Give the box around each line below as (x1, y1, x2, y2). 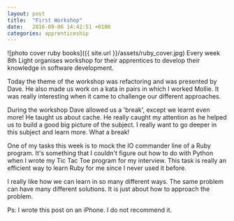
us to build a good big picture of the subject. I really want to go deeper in (7, 120, 217, 129)
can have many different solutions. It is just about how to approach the (7, 185, 210, 193)
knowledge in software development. (7, 64, 114, 72)
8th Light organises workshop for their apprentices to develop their (7, 57, 200, 65)
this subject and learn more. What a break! (7, 128, 130, 136)
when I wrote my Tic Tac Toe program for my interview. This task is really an (7, 157, 227, 165)
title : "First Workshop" (7, 17, 82, 24)
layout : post (7, 10, 45, 17)
